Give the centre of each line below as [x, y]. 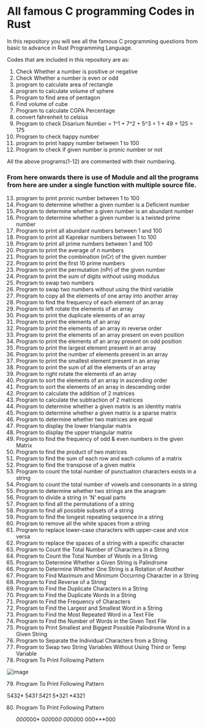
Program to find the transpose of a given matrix [76, 465]
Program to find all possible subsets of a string [75, 511]
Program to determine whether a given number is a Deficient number [102, 205]
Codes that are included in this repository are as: [69, 59]
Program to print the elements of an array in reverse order [89, 328]
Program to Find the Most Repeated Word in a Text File [85, 615]
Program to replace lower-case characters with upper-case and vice [102, 530]
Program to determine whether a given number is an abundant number [105, 211]
